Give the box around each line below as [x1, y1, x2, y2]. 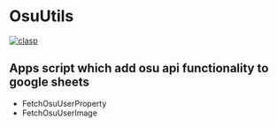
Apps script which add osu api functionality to [9, 61, 269, 76]
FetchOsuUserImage [21, 108, 97, 118]
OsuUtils [9, 6, 74, 26]
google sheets [9, 75, 90, 90]
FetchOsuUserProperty [21, 98, 107, 108]
